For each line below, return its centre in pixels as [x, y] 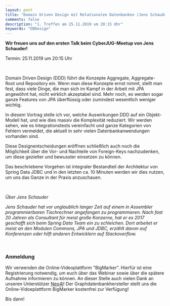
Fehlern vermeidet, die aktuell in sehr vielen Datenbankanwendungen [78, 131]
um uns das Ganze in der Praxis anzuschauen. [54, 177]
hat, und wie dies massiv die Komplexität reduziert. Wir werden [86, 120]
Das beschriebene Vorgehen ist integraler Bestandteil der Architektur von [82, 167]
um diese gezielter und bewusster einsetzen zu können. [63, 157]
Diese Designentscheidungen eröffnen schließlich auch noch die [73, 146]
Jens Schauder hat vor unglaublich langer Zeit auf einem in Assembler [79, 207]
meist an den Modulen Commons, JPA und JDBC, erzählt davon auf [76, 228]
